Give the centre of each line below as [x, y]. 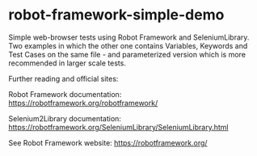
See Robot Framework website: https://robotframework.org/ [108, 142]
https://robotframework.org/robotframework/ [83, 103]
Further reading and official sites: [63, 78]
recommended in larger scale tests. [67, 63]
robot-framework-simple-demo [116, 15]
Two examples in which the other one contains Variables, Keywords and [128, 45]
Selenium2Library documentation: [65, 118]
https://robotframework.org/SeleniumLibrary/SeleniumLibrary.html [118, 127]
